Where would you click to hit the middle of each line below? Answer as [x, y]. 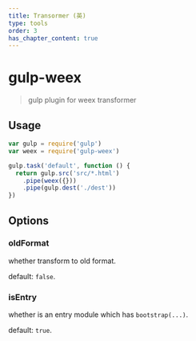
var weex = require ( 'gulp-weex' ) [64, 151]
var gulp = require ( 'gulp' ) [55, 144]
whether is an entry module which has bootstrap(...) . [98, 315]
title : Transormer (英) [47, 16]
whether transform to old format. [62, 261]
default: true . [30, 331]
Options [29, 220]
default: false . [32, 276]
